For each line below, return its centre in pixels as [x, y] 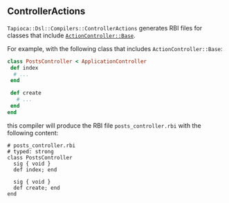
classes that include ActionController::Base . [72, 35]
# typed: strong [30, 151]
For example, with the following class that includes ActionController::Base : [115, 48]
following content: [33, 133]
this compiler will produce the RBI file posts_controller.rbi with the [104, 125]
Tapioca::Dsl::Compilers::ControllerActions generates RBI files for [105, 28]
